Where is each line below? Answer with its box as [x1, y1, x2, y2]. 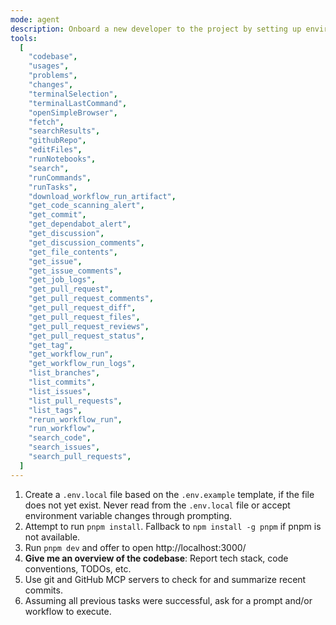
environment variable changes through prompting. [24, 509, 233, 521]
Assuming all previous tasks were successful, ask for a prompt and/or [24, 594, 313, 606]
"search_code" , [28, 433, 92, 443]
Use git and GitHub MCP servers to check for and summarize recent [24, 573, 307, 585]
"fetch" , [28, 117, 65, 127]
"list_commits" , [28, 377, 97, 387]
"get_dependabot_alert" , [28, 219, 132, 230]
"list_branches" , [28, 368, 101, 378]
